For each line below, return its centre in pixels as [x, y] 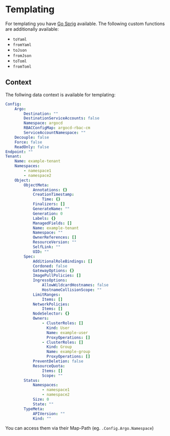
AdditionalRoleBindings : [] [63, 261]
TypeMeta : [34, 409]
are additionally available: [32, 29]
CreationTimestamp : [53, 195]
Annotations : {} [50, 190]
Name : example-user [67, 333]
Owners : [41, 319]
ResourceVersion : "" [55, 242]
